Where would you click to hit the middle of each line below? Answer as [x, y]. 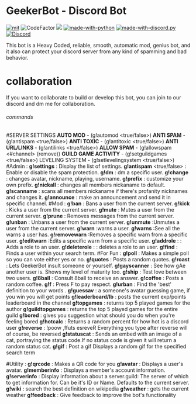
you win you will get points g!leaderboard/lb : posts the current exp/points [96, 297]
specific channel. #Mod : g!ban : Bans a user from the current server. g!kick [98, 203]
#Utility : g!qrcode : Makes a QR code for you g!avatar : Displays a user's [94, 364]
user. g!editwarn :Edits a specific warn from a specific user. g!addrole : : [94, 241]
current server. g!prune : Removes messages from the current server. [90, 216]
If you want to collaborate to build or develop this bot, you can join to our [94, 97]
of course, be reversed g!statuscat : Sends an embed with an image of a [94, 334]
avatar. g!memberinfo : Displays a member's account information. [86, 370]
